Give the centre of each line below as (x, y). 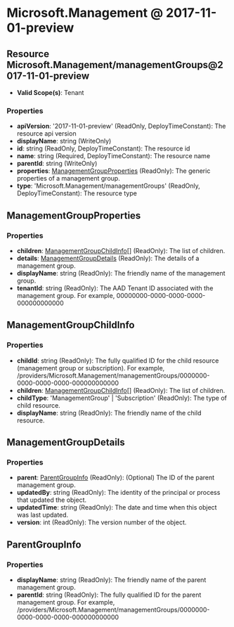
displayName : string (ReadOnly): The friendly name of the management (121, 273)
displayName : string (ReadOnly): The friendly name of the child (109, 413)
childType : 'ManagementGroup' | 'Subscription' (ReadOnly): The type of (122, 398)
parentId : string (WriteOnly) (57, 164)
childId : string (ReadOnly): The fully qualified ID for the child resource (118, 361)
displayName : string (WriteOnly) (64, 141)
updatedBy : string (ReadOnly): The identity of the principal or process (118, 493)
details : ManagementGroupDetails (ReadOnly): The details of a (108, 258)
